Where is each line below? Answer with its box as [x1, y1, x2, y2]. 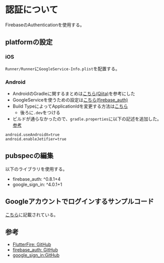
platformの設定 [5, 38, 53, 46]
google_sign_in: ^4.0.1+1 [12, 181, 62, 187]
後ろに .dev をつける [20, 109, 61, 116]
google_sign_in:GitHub [12, 252, 60, 258]
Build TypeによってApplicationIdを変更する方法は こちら [12, 103, 128, 109]
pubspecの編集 [5, 151, 54, 160]
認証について [5, 4, 59, 16]
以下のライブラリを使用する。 [5, 166, 67, 172]
